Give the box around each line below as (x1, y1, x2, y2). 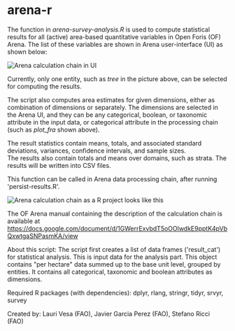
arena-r (7, 2, 52, 18)
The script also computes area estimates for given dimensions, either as (7, 95, 215, 104)
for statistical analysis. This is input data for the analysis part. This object (7, 253, 218, 261)
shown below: (7, 48, 48, 56)
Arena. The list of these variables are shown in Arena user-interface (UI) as (7, 40, 224, 48)
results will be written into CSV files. (7, 161, 111, 169)
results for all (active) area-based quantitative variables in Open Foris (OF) (7, 32, 222, 41)
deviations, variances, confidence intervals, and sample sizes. (7, 146, 187, 155)
